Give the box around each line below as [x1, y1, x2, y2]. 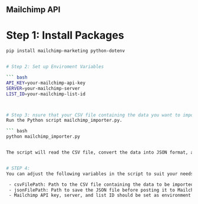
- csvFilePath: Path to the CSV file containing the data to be [8, 182, 170, 187]
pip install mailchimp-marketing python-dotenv [6, 48, 126, 54]
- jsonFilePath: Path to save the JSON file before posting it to [8, 187, 176, 193]
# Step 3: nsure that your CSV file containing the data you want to [6, 112, 181, 118]
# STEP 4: [6, 165, 31, 171]
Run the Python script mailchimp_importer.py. [6, 118, 123, 124]
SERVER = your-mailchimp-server [6, 85, 81, 91]
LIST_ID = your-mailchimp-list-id [6, 91, 85, 97]
